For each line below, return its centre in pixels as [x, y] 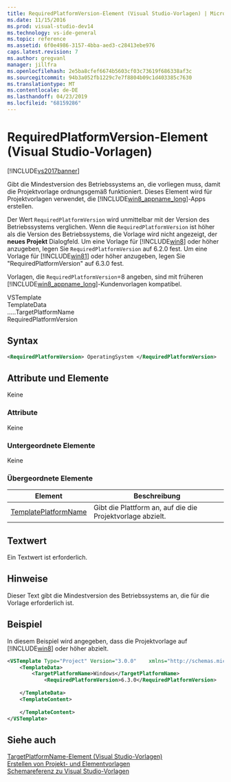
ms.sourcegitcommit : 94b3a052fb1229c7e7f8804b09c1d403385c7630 [100, 77]
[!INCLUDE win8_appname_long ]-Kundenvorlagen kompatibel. [95, 284]
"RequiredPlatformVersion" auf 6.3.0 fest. [66, 263]
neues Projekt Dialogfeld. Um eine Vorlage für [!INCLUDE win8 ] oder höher [113, 241]
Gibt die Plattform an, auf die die [146, 508]
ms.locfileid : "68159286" [44, 103]
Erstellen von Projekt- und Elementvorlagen [69, 764]
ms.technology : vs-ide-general [52, 33]
